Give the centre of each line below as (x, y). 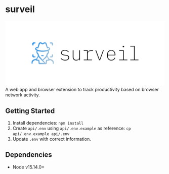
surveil (20, 9)
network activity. (23, 95)
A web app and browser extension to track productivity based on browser (82, 90)
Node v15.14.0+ (28, 167)
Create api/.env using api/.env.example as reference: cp (72, 128)
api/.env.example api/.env (41, 134)
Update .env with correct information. (52, 139)
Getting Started (30, 111)
